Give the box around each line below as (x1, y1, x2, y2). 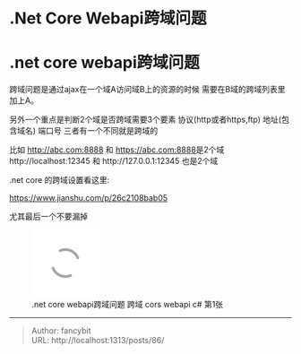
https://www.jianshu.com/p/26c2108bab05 (9, 193, 168, 203)
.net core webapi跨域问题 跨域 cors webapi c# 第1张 (31, 299, 224, 310)
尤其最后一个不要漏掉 (9, 212, 88, 222)
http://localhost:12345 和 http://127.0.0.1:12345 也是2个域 (9, 156, 219, 167)
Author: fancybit (30, 325, 91, 336)
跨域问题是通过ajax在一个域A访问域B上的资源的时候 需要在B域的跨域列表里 (9, 84, 286, 95)
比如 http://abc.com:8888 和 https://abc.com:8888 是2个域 (9, 144, 225, 155)
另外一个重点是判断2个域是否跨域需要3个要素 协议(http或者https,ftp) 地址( (9, 114, 282, 125)
